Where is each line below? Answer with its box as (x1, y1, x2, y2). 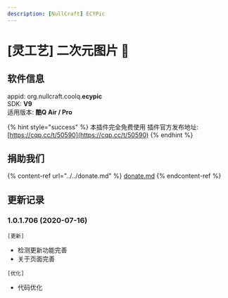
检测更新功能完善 (17, 246, 68, 254)
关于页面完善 (17, 254, 55, 264)
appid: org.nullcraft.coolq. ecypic (7, 92, 103, 101)
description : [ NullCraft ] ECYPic (7, 10, 106, 18)
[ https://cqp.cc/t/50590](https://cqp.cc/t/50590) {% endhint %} (7, 131, 194, 139)
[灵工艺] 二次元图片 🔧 (7, 43, 129, 58)
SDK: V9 (7, 99, 33, 108)
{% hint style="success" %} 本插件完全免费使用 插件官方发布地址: (7, 122, 199, 131)
